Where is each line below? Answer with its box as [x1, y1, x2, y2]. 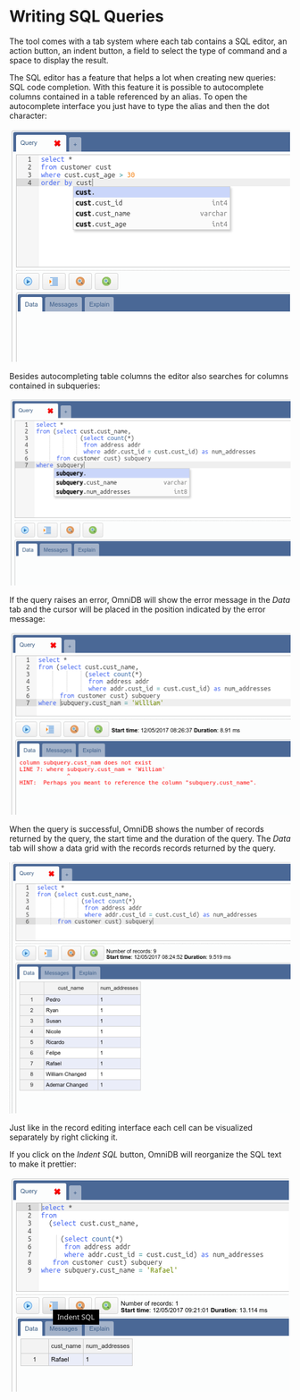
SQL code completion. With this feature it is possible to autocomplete [9, 81, 264, 92]
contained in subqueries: [9, 380, 101, 391]
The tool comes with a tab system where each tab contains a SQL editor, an [9, 36, 287, 47]
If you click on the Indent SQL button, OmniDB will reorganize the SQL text [9, 1150, 282, 1160]
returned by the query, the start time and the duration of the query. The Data [9, 834, 291, 844]
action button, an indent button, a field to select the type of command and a [9, 45, 287, 55]
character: [9, 110, 47, 121]
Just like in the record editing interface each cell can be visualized [9, 1123, 253, 1133]
